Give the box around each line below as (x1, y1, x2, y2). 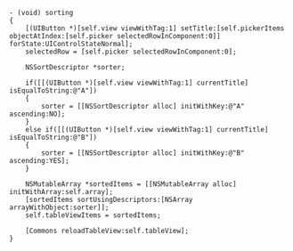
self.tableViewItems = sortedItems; (25, 211, 162, 220)
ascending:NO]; (9, 109, 66, 118)
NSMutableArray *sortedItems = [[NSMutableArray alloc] (25, 180, 238, 189)
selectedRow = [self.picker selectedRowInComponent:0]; (25, 47, 238, 56)
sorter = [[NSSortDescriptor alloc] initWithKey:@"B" (41, 149, 245, 158)
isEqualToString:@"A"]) (9, 86, 98, 95)
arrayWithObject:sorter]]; (9, 203, 110, 212)
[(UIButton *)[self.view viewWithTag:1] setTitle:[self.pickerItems (25, 24, 285, 33)
